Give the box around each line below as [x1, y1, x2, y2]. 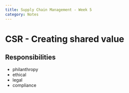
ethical [12, 72, 26, 78]
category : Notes [5, 12, 39, 17]
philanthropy [12, 66, 39, 72]
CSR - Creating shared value [5, 33, 125, 45]
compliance [12, 82, 37, 88]
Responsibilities [5, 53, 56, 62]
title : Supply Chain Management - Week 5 [5, 7, 92, 12]
